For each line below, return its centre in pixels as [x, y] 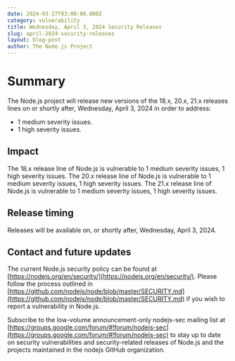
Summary [36, 81]
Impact [23, 152]
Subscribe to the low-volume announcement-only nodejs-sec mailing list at [116, 320]
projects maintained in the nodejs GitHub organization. [86, 350]
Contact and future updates [69, 252]
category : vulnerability [44, 20]
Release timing [40, 213]
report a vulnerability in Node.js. [54, 306]
